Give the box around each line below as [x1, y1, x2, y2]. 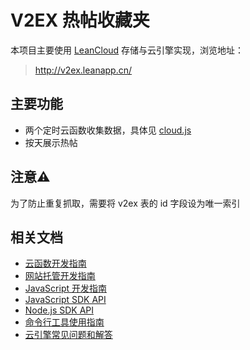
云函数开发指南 [24, 257, 87, 270]
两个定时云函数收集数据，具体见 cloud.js [24, 124, 192, 136]
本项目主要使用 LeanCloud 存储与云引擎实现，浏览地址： [10, 44, 245, 56]
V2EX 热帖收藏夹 [10, 9, 150, 32]
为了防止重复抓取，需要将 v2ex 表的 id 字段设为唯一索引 [10, 197, 241, 209]
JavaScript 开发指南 [24, 282, 107, 295]
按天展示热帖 [24, 136, 78, 148]
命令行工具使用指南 [24, 316, 105, 328]
